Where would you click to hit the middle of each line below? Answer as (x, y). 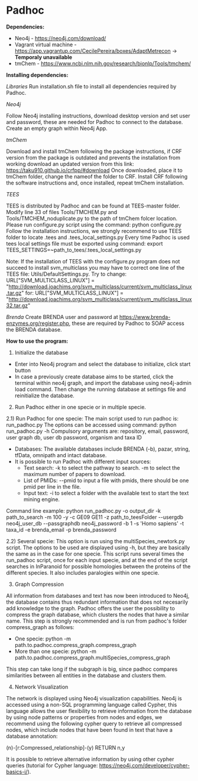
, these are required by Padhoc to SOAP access (127, 323)
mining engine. (42, 499)
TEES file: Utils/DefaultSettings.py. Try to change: (66, 274)
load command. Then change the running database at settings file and (100, 389)
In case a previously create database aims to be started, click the (94, 377)
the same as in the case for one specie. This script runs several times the (95, 554)
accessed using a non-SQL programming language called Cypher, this (92, 705)
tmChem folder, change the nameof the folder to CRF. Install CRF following (97, 176)
